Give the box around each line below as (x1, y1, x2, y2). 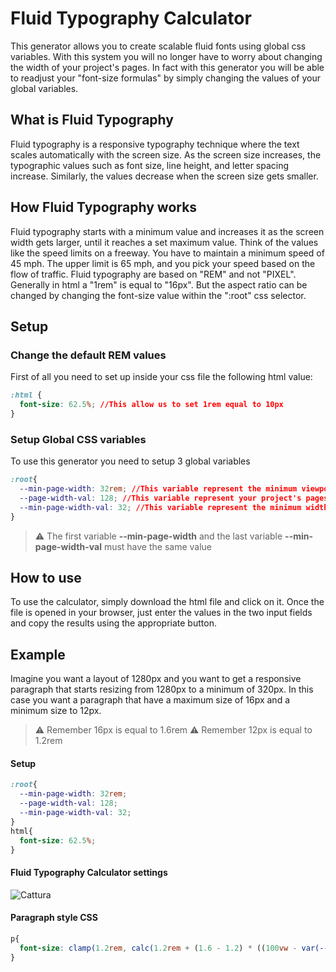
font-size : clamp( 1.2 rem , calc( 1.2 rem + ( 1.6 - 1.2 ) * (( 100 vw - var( (19, 943, 320, 953)
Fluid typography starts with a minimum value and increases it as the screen (10, 225, 325, 237)
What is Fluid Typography (10, 112, 174, 129)
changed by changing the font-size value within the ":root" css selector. (10, 289, 307, 301)
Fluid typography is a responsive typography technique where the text (10, 138, 300, 150)
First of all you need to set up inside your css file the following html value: (10, 371, 313, 383)
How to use (10, 569, 82, 586)
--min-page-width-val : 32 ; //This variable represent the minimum (19, 502, 302, 512)
